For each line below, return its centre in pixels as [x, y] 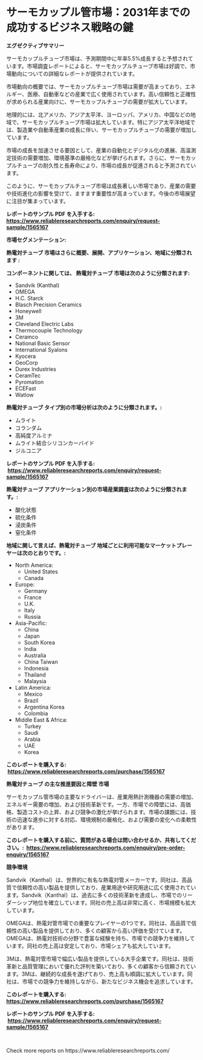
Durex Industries [35, 369]
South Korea [40, 642]
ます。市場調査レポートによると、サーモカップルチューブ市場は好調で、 [101, 66]
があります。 [22, 827]
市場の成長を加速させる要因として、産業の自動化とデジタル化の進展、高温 [99, 150]
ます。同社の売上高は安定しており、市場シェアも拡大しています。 [92, 946]
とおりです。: [49, 553]
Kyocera [25, 356]
